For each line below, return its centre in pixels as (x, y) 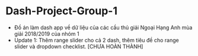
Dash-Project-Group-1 (62, 11)
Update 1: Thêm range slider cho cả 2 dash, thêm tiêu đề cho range (96, 40)
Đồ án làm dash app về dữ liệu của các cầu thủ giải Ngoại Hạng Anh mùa (103, 27)
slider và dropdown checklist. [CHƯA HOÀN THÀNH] (79, 46)
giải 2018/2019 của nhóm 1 (47, 33)
